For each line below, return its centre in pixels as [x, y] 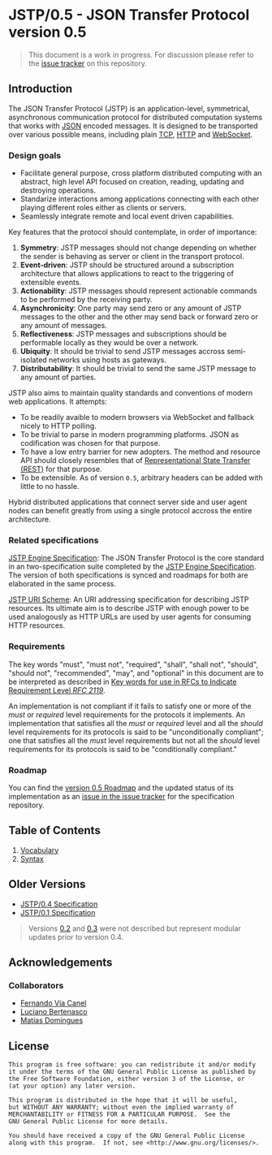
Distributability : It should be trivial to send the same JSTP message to [138, 369]
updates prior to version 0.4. [76, 937]
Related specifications [54, 540]
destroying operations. [58, 190]
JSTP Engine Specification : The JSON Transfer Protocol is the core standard [136, 558]
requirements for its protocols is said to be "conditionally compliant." [123, 749]
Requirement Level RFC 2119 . [57, 690]
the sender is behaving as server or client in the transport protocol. [132, 257]
